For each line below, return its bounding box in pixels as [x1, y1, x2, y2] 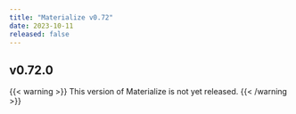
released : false [9, 29, 70, 38]
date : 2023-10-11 [9, 21, 74, 30]
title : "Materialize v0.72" [9, 12, 114, 22]
